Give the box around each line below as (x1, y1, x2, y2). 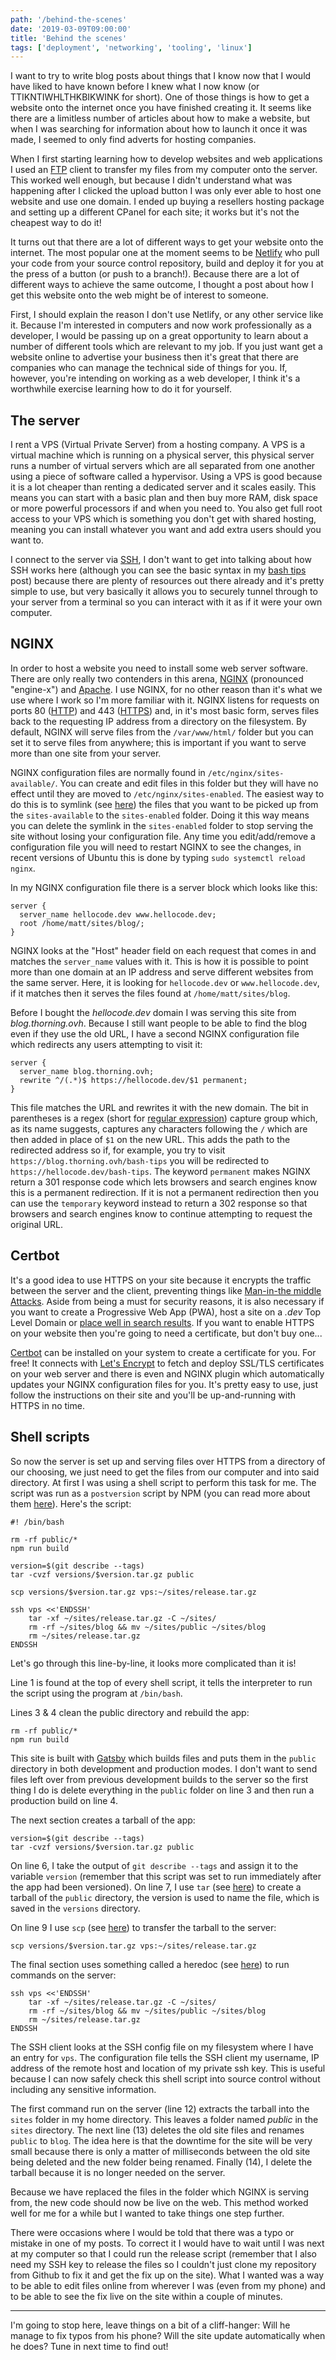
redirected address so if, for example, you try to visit (10, 1144, 226, 1156)
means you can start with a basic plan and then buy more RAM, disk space (10, 492, 318, 504)
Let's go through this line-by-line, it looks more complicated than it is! (10, 1657, 297, 1669)
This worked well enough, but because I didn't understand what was (10, 174, 293, 186)
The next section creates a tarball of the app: (10, 1814, 196, 1826)
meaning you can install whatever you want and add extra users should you (10, 524, 322, 536)
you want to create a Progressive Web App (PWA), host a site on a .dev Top (10, 1306, 322, 1318)
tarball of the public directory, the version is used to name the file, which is (10, 1891, 320, 1903)
